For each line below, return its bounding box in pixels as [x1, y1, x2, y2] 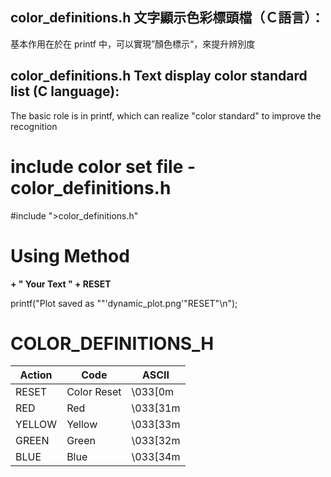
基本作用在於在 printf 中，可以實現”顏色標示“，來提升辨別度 [10, 38, 256, 50]
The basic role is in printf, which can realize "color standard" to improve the [10, 109, 322, 122]
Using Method [10, 244, 130, 267]
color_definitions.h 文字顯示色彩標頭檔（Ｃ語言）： [10, 9, 325, 27]
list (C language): [10, 83, 120, 100]
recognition [10, 120, 58, 132]
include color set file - [10, 155, 197, 178]
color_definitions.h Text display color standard [10, 68, 308, 85]
